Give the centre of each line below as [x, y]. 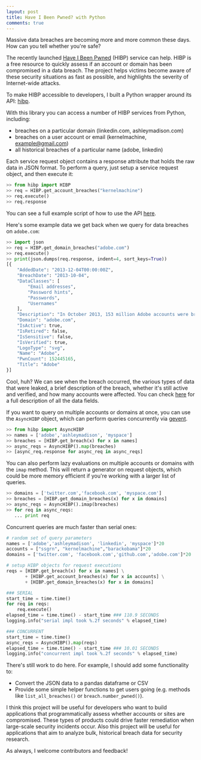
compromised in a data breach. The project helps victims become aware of [99, 71]
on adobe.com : [23, 231]
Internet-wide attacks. [33, 83]
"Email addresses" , [52, 287]
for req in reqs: [28, 604]
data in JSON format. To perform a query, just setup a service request [92, 168]
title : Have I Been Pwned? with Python [56, 17]
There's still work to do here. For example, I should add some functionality [98, 665]
